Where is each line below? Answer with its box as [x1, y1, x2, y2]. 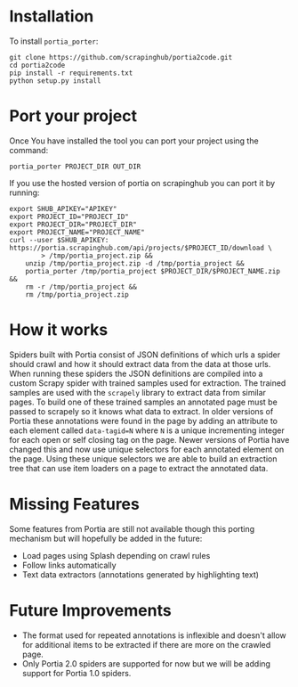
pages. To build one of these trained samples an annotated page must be [9, 397, 278, 407]
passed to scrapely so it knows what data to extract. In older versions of [9, 405, 274, 416]
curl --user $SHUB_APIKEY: [9, 235, 109, 244]
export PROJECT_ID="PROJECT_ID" [9, 212, 129, 221]
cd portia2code [9, 61, 66, 70]
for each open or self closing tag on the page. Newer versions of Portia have [9, 434, 290, 445]
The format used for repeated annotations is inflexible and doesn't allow [21, 630, 286, 641]
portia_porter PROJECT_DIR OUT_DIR [9, 162, 141, 171]
